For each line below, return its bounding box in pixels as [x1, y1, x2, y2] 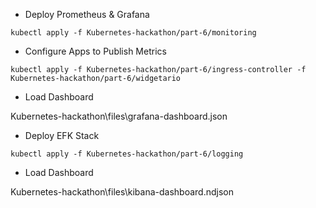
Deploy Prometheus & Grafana [24, 9, 150, 20]
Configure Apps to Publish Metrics [24, 45, 167, 57]
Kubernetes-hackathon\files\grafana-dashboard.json [10, 110, 228, 122]
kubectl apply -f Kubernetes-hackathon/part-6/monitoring [10, 28, 257, 38]
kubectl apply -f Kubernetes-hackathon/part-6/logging [10, 149, 244, 159]
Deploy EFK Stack [24, 130, 100, 141]
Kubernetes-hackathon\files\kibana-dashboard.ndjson [10, 186, 234, 198]
